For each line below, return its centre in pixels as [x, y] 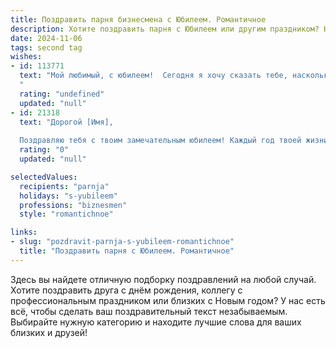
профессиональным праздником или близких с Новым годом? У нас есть [168, 300]
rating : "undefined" [62, 94]
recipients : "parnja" [64, 186]
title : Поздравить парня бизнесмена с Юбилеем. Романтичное [138, 19]
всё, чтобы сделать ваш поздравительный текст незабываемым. [149, 311]
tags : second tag [46, 47]
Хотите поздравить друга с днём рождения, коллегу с [126, 290]
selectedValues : [44, 177]
